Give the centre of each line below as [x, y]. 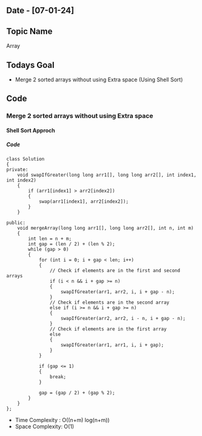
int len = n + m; [50, 239]
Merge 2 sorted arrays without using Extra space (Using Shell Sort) [99, 80]
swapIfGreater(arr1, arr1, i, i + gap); [112, 345]
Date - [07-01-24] [40, 11]
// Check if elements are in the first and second [115, 270]
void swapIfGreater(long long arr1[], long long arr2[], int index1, [107, 175]
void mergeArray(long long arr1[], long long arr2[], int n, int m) [106, 228]
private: [17, 169]
